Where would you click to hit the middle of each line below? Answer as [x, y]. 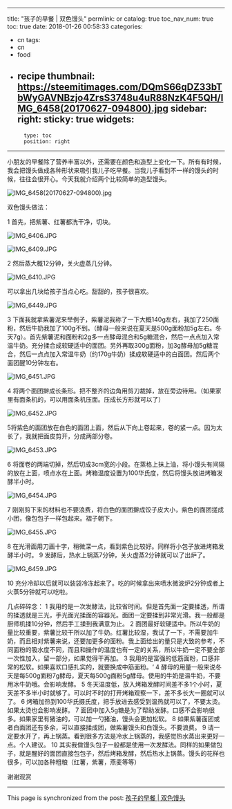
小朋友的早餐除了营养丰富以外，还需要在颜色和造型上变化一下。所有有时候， [116, 161]
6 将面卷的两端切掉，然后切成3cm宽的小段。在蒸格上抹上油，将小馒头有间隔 [116, 464]
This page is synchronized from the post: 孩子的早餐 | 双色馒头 [96, 798]
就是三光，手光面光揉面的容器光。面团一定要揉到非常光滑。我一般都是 [125, 615]
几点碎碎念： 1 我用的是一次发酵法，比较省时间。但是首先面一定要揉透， [110, 606]
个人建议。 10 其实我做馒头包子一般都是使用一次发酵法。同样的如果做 [118, 745]
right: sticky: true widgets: [76, 119]
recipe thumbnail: [56, 76]
